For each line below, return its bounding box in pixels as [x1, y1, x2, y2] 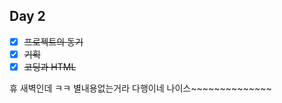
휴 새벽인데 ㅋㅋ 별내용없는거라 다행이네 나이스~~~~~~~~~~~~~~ [9, 82, 272, 94]
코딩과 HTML [23, 60, 77, 73]
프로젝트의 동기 [23, 35, 84, 48]
